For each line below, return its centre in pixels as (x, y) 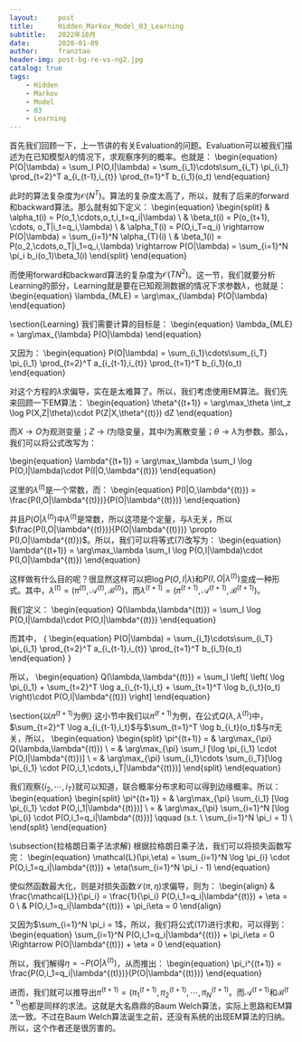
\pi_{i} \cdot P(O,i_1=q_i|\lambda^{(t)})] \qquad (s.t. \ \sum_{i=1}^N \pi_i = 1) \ (151, 817)
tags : (19, 77)
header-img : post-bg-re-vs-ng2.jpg (76, 60)
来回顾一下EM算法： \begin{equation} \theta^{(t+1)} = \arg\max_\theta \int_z (151, 403)
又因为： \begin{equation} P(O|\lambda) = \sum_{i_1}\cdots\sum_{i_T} (139, 353)
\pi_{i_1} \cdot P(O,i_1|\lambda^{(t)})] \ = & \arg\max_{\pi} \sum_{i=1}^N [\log (149, 808)
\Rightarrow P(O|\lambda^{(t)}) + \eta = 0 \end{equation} (115, 944)
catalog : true (36, 69)
